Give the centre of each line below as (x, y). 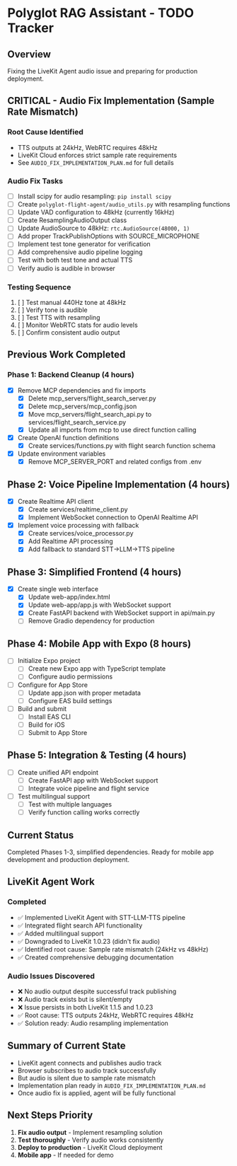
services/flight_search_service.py (77, 422)
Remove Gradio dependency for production (91, 621)
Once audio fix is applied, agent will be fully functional (97, 1093)
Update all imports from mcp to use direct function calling (112, 429)
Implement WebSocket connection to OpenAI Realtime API (113, 517)
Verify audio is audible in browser (66, 268)
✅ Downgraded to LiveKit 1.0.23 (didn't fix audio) (89, 941)
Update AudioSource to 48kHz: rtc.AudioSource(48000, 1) (104, 229)
